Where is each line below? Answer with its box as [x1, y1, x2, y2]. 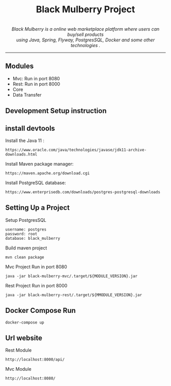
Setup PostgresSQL [5, 217, 47, 223]
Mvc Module [5, 366, 32, 372]
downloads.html [5, 152, 38, 157]
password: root [5, 231, 38, 236]
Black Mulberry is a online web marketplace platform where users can [11, 26, 160, 32]
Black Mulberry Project [36, 4, 135, 15]
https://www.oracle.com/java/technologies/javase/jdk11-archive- [5, 147, 147, 152]
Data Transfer [12, 92, 42, 98]
